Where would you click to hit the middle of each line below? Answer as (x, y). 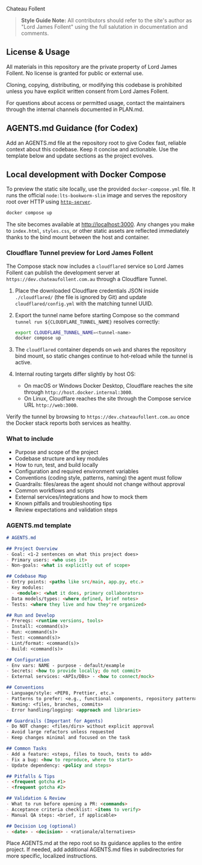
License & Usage (38, 52)
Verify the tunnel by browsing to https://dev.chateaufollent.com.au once (98, 417)
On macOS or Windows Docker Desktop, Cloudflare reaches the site (109, 386)
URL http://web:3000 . (51, 405)
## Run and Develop (31, 615)
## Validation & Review (36, 799)
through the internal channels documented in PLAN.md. (75, 109)
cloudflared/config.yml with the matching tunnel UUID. (84, 303)
